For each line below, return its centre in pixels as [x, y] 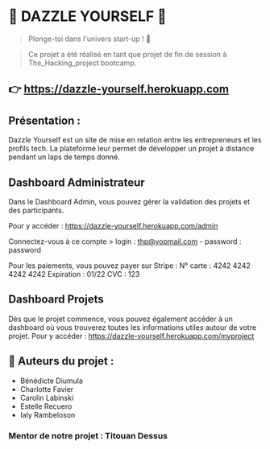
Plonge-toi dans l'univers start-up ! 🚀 [89, 39]
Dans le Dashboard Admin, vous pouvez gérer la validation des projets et [129, 201]
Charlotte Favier [47, 389]
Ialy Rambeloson [48, 414]
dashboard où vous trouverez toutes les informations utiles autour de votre [132, 327]
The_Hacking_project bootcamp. [82, 63]
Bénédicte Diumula [51, 381]
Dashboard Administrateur [77, 182]
